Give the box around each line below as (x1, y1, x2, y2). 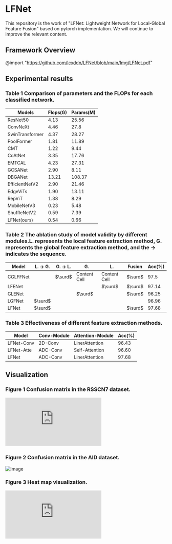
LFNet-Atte (7, 347, 32, 353)
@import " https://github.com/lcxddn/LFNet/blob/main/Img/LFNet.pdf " (5, 60, 153, 66)
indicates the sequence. (5, 250, 67, 257)
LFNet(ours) (7, 217, 33, 223)
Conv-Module (38, 332, 70, 339)
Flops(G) (48, 109, 68, 116)
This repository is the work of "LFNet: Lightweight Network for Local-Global (5, 20, 165, 26)
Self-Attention (74, 347, 104, 353)
